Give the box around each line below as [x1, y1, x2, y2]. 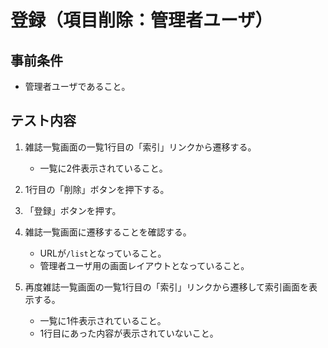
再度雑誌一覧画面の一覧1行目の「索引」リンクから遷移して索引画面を [24, 281, 310, 293]
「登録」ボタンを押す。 [24, 204, 122, 216]
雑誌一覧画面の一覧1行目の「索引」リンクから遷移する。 [24, 141, 257, 153]
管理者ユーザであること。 [24, 81, 131, 92]
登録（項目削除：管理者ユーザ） [10, 9, 273, 32]
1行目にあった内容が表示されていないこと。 [39, 327, 219, 339]
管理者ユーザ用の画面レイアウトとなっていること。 [39, 259, 250, 271]
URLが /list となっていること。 [39, 247, 167, 259]
